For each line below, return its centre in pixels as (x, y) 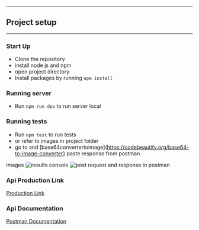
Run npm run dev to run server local (58, 106)
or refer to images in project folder (57, 140)
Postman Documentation (36, 221)
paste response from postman (103, 153)
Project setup (32, 22)
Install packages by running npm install (64, 78)
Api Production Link (35, 180)
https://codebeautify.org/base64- (148, 147)
